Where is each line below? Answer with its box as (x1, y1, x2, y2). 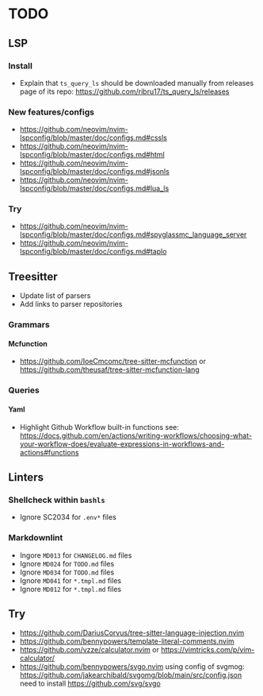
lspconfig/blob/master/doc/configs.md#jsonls (19, 167, 170, 176)
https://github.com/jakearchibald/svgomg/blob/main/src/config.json (19, 671, 242, 680)
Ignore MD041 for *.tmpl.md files (19, 575, 121, 585)
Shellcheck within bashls (8, 494, 105, 505)
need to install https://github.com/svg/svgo (19, 679, 161, 688)
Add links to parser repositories (19, 300, 123, 309)
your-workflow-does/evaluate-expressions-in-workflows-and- (19, 439, 225, 449)
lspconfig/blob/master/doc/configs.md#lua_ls (19, 184, 170, 193)
